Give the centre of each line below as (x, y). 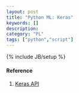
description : (22, 28)
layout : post (22, 12)
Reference (19, 70)
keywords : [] (22, 23)
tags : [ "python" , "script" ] (40, 40)
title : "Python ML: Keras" (40, 17)
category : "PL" (25, 34)
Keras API (27, 84)
